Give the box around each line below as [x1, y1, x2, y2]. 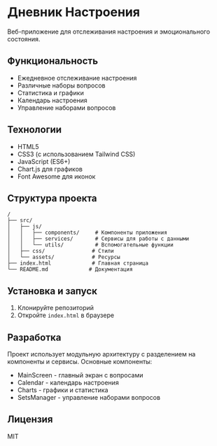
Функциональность [7, 55, 99, 67]
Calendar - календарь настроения [17, 379, 119, 386]
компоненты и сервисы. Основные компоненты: [7, 358, 153, 365]
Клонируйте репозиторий [17, 304, 94, 312]
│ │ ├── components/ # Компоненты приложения [7, 229, 168, 237]
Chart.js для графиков [17, 165, 83, 173]
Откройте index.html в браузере [17, 311, 114, 319]
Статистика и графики [17, 88, 84, 97]
